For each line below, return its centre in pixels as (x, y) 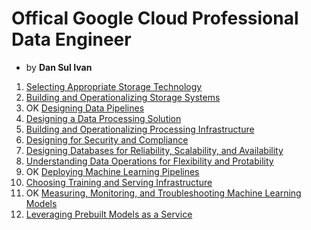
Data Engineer (71, 39)
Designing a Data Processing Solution (103, 118)
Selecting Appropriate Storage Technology (114, 86)
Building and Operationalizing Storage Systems (123, 97)
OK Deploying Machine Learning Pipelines (112, 171)
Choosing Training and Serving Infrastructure (119, 182)
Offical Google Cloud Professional (155, 18)
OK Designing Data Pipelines (85, 108)
